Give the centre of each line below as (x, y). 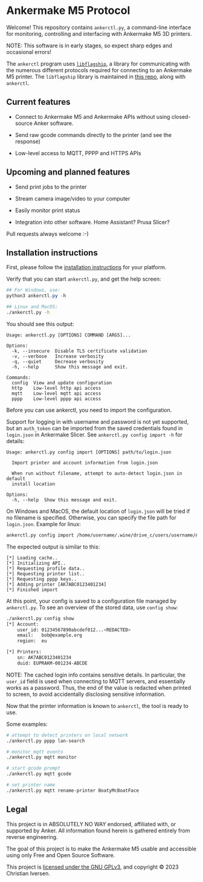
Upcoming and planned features (68, 172)
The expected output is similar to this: (53, 547)
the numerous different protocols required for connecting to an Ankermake (99, 70)
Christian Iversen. (28, 873)
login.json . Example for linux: (44, 524)
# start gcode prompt (34, 768)
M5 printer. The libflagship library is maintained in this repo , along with (96, 76)
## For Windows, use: (34, 290)
